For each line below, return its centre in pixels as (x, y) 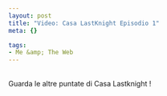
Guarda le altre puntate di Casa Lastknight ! (80, 84)
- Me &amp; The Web (41, 53)
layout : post (30, 16)
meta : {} (23, 30)
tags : (17, 45)
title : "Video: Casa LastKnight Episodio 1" (84, 23)
